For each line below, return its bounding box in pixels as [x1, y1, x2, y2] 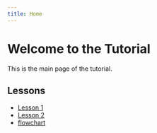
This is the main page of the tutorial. [7, 64, 112, 73]
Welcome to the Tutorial [7, 40, 151, 57]
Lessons [7, 84, 46, 96]
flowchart [17, 118, 46, 127]
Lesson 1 [17, 103, 44, 112]
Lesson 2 [17, 111, 45, 120]
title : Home [7, 10, 42, 18]
